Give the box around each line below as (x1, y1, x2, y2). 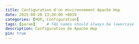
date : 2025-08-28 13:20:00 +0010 (5, 12, 77, 17)
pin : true (5, 31, 27, 36)
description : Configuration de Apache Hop (5, 26, 97, 31)
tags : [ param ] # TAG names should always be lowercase (5, 21, 134, 27)
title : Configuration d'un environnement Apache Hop (5, 7, 121, 13)
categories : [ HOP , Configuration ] (5, 17, 80, 22)
